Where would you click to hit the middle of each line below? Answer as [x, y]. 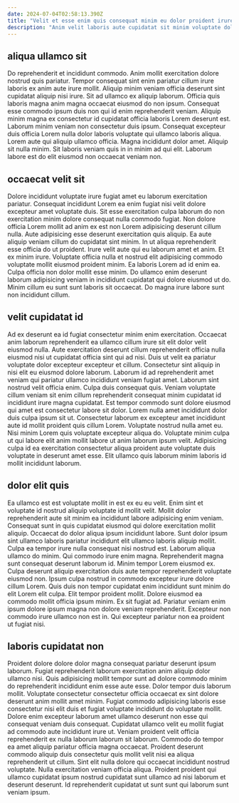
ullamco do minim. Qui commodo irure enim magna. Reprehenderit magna [116, 556]
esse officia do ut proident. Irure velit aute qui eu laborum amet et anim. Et [116, 249]
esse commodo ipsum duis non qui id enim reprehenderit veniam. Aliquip [115, 111]
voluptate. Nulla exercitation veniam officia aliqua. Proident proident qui [112, 769]
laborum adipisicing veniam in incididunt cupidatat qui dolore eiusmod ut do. [119, 280]
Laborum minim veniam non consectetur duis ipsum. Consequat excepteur [117, 126]
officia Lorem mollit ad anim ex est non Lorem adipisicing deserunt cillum [115, 226]
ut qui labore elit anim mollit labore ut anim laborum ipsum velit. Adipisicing [117, 440]
